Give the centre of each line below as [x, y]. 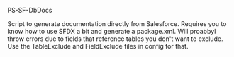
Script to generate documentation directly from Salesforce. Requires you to [117, 24]
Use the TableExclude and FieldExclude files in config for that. [98, 46]
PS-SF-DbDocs [30, 10]
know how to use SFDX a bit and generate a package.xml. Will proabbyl [112, 31]
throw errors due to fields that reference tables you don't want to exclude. [115, 39]
